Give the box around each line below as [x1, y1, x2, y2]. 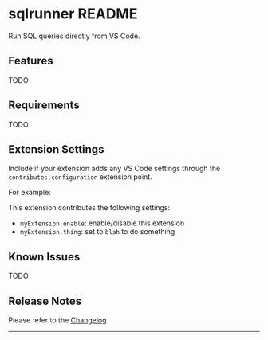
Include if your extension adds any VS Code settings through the [8, 164, 221, 174]
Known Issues [8, 250, 81, 264]
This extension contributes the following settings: [8, 203, 170, 213]
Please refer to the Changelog [8, 315, 107, 325]
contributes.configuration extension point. [8, 172, 153, 182]
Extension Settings [8, 143, 104, 156]
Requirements [8, 99, 80, 112]
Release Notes [8, 294, 82, 307]
